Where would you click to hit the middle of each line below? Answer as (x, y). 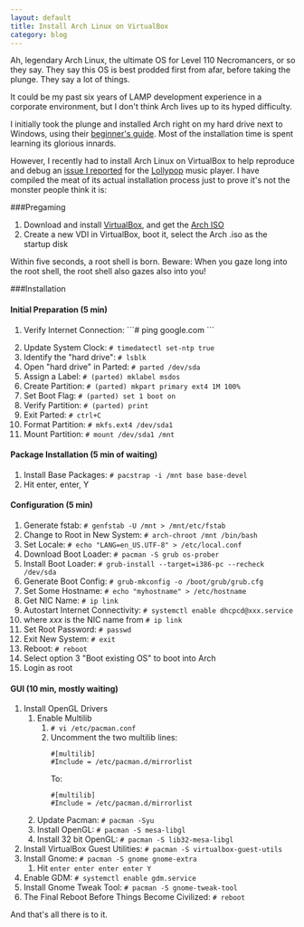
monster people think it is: (59, 190)
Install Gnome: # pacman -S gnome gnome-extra (110, 859)
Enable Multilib (65, 718)
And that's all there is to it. (59, 914)
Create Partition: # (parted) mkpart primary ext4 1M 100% (132, 386)
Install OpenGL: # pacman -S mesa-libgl (111, 830)
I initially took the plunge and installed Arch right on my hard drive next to (147, 124)
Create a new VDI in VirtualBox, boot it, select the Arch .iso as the (145, 234)
